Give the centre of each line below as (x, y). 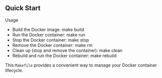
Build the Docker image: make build (48, 29)
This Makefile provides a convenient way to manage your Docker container (81, 65)
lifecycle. (14, 70)
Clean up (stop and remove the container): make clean (67, 50)
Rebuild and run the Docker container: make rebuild (64, 55)
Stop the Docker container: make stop (51, 40)
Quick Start (23, 8)
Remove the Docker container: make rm (52, 45)
